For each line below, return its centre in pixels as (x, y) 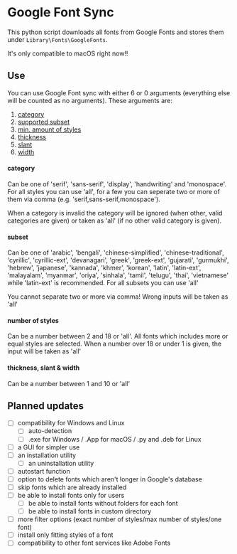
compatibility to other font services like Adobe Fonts (94, 543)
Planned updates (45, 406)
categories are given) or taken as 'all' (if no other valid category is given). (115, 220)
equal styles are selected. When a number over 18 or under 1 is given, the (115, 344)
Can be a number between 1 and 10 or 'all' (69, 383)
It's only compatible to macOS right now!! (68, 53)
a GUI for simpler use (49, 447)
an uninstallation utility (61, 463)
